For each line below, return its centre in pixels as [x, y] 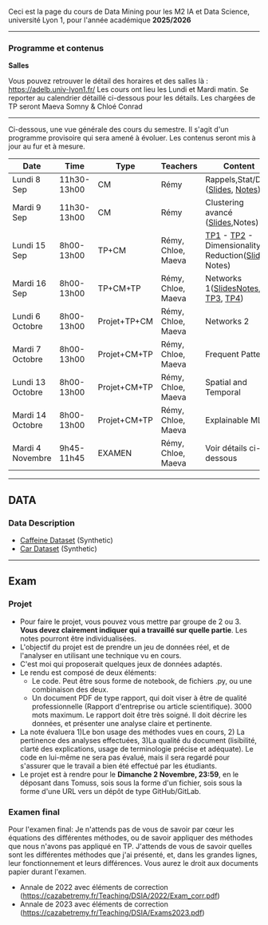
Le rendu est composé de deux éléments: [88, 672]
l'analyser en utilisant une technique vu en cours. [100, 655]
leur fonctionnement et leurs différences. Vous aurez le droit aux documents [134, 863]
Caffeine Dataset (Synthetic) [66, 540]
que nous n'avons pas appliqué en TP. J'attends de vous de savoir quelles [130, 846]
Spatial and [226, 383]
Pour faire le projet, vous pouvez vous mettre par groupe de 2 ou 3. [130, 621]
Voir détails [226, 448]
